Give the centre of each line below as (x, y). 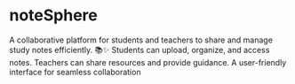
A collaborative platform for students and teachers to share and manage (141, 40)
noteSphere (53, 15)
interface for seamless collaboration (75, 72)
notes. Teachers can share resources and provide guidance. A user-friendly (148, 62)
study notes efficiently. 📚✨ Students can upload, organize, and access (140, 50)
